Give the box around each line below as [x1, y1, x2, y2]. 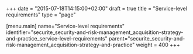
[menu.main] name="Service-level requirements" [6, 23, 125, 29]
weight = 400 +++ [136, 41, 180, 48]
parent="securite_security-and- [108, 35, 185, 42]
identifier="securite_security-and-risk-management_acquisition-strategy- [6, 29, 184, 36]
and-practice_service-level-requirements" [6, 35, 108, 42]
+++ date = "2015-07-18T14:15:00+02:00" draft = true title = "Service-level [6, 5, 187, 12]
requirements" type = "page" [6, 11, 76, 18]
